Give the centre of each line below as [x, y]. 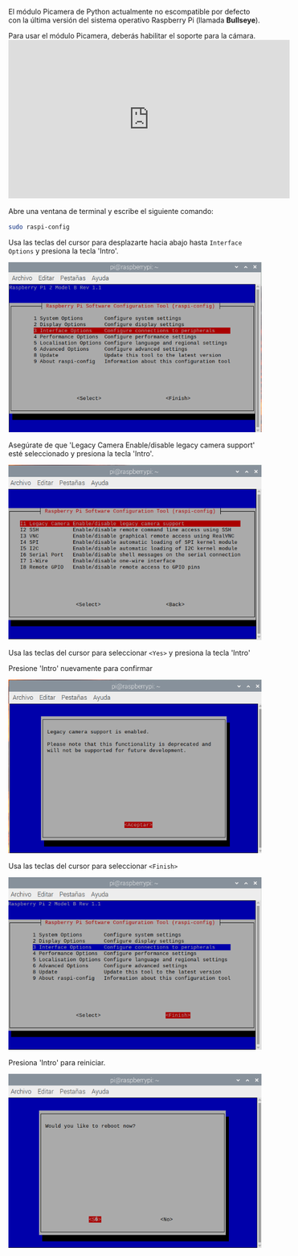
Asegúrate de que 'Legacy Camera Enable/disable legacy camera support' [132, 445]
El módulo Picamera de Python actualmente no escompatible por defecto [129, 12]
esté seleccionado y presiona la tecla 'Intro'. [81, 453]
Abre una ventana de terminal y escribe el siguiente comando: [111, 211]
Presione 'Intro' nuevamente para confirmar [80, 668]
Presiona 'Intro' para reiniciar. [57, 1063]
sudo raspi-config [39, 227]
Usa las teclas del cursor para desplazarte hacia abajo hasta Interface [125, 242]
